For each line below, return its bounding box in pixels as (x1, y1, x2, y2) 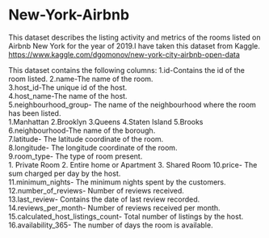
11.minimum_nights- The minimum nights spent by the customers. (8, 176, 226, 187)
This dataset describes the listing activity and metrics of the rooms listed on (8, 32, 261, 42)
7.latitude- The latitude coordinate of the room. (8, 134, 164, 143)
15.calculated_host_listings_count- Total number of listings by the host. (8, 211, 244, 221)
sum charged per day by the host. (8, 168, 121, 178)
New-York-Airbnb (8, 6, 130, 24)
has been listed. (8, 108, 61, 118)
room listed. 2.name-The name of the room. (8, 74, 153, 83)
